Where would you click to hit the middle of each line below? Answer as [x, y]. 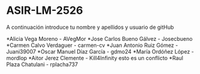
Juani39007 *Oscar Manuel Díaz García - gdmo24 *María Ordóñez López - [100, 51]
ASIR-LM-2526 [45, 11]
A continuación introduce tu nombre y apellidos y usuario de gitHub [90, 27]
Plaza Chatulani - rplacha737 [42, 64]
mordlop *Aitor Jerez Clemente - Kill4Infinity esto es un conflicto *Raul [95, 58]
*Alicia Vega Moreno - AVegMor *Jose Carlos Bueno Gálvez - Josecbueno [99, 39]
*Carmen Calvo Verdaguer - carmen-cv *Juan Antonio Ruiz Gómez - [92, 45]
